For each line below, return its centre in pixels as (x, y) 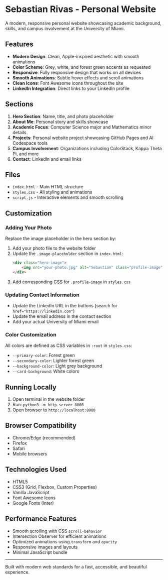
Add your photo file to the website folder (54, 248)
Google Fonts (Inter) (33, 503)
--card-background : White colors (46, 371)
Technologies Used (36, 470)
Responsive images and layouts (45, 547)
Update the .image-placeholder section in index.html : (68, 254)
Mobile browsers (30, 453)
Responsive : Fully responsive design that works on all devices (77, 72)
